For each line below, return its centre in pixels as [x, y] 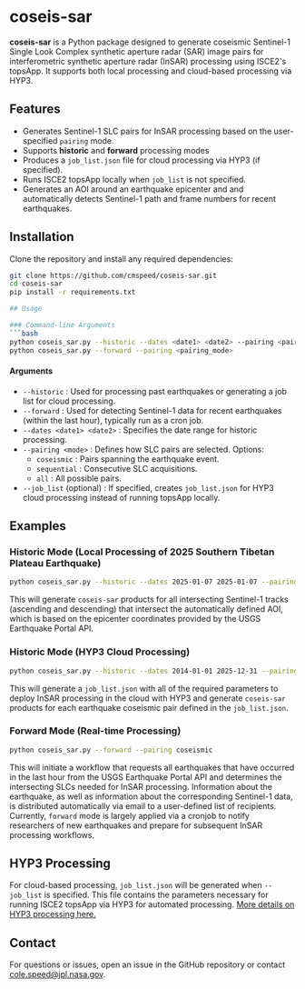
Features [35, 110]
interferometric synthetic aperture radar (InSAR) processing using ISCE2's [148, 61]
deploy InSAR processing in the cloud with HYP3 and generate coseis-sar [148, 698]
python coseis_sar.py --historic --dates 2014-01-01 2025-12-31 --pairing [154, 671]
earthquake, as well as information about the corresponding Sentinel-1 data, [151, 796]
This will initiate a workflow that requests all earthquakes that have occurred [152, 767]
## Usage [26, 309]
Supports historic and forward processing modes [116, 150]
